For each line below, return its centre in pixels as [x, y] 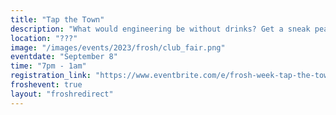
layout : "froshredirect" [62, 94]
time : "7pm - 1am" [48, 66]
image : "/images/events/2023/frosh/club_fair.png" [118, 47]
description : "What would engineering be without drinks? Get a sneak [160, 29]
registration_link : [51, 76]
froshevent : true [46, 85]
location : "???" [44, 38]
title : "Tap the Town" [57, 19]
